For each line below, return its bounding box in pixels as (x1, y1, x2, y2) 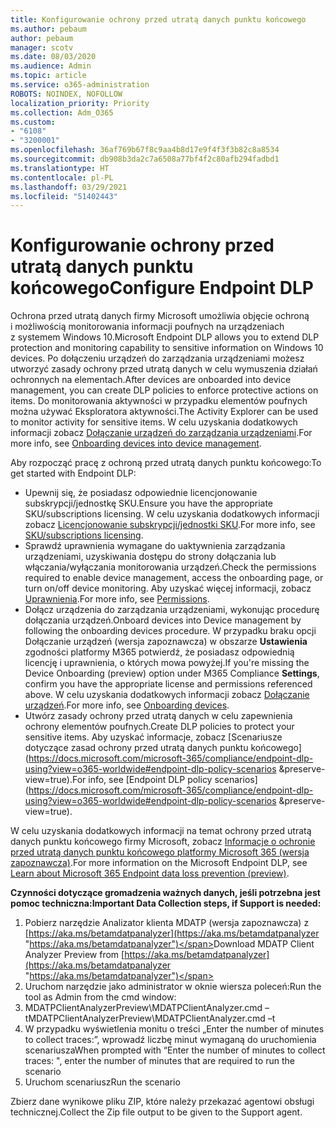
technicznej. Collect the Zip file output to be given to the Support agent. (10, 1106, 303, 1118)
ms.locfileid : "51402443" (10, 191, 118, 201)
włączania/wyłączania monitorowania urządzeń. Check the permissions (24, 561, 317, 573)
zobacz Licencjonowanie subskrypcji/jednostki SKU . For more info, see (24, 519, 316, 531)
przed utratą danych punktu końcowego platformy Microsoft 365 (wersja (10, 846, 310, 858)
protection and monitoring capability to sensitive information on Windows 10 (10, 342, 324, 354)
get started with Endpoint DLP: (10, 467, 137, 480)
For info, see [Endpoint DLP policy (71, 774, 213, 786)
